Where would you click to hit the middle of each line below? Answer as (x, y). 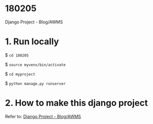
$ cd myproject (20, 74)
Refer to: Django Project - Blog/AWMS (43, 116)
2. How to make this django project (76, 103)
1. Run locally (32, 42)
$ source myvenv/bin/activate (35, 64)
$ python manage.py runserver (35, 83)
